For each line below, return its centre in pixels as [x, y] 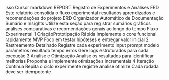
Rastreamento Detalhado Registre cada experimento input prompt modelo [82, 45]
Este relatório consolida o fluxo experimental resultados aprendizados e [80, 13]
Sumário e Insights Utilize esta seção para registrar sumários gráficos [78, 23]
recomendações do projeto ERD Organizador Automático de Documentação [84, 18]
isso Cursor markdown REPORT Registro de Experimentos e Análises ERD [82, 7]
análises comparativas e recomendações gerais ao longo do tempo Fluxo [82, 29]
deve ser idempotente [28, 72]
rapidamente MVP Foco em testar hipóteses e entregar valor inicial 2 [77, 39]
